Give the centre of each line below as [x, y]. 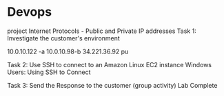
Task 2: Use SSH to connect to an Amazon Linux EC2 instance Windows [110, 64]
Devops [30, 12]
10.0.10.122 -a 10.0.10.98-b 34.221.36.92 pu [68, 51]
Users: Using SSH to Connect [49, 72]
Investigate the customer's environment [64, 38]
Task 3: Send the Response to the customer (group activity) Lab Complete [112, 85]
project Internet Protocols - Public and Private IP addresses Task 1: [102, 31]
